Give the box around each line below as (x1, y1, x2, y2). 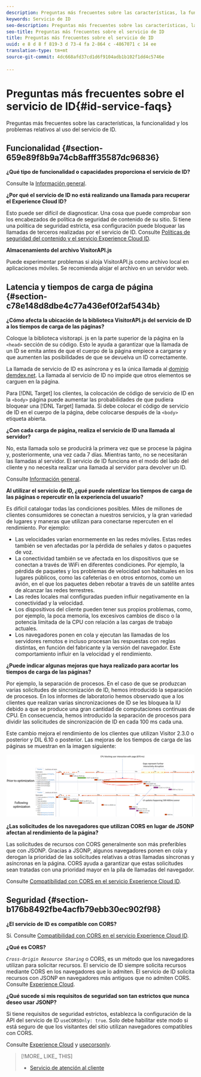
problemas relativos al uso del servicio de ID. (6, 126, 117, 133)
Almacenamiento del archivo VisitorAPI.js (6, 246, 112, 254)
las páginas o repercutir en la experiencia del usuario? (6, 493, 144, 500)
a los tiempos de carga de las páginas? (6, 323, 105, 330)
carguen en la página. (6, 378, 60, 385)
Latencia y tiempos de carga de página (6, 282, 154, 292)
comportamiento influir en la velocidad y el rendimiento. (14, 650, 153, 657)
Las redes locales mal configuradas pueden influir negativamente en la (14, 593, 190, 601)
